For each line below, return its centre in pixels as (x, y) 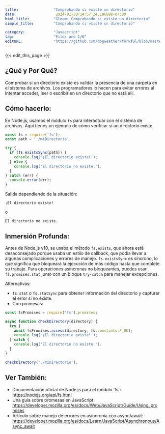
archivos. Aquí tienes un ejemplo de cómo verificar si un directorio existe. (79, 125)
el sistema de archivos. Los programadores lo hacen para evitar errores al (80, 88)
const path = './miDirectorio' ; (38, 139)
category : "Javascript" (42, 32)
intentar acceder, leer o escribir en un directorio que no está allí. (70, 93)
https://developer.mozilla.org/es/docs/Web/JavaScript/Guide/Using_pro (85, 405)
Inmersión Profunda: (37, 236)
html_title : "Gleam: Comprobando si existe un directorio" (78, 19)
